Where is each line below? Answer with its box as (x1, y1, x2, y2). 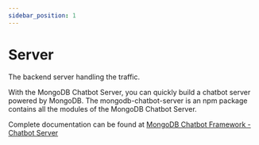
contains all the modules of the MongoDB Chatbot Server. (8, 104, 197, 113)
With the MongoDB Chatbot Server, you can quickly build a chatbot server (8, 87, 251, 97)
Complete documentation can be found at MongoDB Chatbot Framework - (8, 120, 252, 129)
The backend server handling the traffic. (8, 72, 141, 82)
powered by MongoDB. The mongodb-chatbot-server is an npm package (8, 96, 248, 105)
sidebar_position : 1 (8, 11, 77, 20)
